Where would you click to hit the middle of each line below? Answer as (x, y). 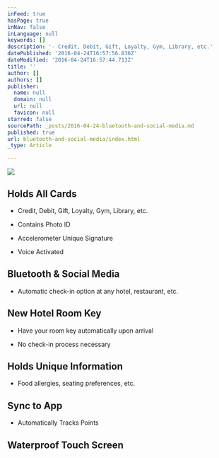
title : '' (22, 67)
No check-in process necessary (64, 344)
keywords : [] (26, 40)
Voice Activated (41, 251)
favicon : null (34, 113)
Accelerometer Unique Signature (65, 238)
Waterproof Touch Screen (65, 445)
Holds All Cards (42, 194)
